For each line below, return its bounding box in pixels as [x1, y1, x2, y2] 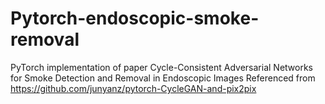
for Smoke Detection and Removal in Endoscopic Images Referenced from [10, 72, 316, 84]
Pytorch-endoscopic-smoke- [10, 7, 260, 30]
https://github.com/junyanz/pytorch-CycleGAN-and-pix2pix [10, 82, 257, 94]
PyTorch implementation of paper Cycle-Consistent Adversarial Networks [10, 61, 314, 73]
